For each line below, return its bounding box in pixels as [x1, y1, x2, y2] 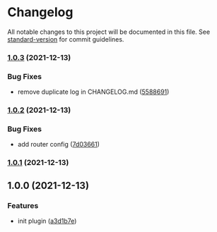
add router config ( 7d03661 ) [17, 140, 100, 149]
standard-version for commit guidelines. [7, 35, 124, 43]
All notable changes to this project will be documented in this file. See [7, 28, 211, 36]
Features [7, 200, 39, 210]
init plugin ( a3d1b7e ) [17, 216, 77, 225]
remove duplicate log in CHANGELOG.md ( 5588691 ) [17, 87, 170, 96]
